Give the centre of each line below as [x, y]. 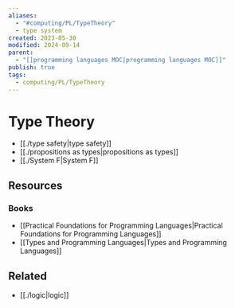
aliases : [23, 16]
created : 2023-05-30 [43, 38]
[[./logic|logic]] [44, 294]
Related [28, 276]
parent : [21, 53]
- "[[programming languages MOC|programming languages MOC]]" [121, 60]
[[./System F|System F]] [59, 161]
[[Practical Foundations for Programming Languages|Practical [121, 226]
